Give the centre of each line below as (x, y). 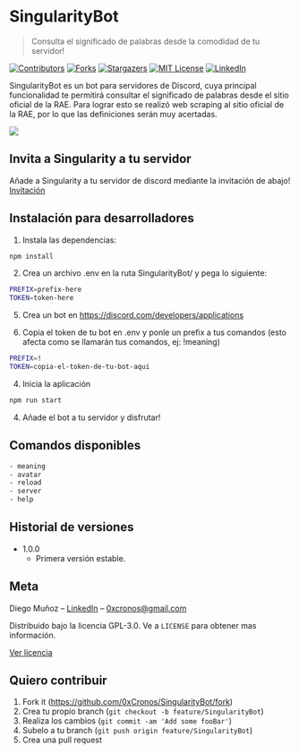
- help (21, 500)
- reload (26, 483)
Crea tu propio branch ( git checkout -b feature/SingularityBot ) (143, 711)
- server (26, 491)
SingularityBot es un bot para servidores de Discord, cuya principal (133, 85)
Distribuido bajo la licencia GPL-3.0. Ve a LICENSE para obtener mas (133, 625)
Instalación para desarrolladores (102, 218)
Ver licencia (31, 652)
